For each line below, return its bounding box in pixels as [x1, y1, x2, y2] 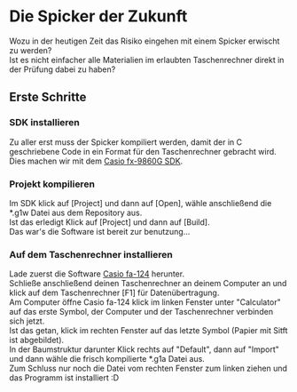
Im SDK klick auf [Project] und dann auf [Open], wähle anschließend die [9, 197, 272, 208]
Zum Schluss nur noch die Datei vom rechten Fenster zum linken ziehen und [9, 363, 288, 374]
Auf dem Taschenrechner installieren [9, 248, 173, 260]
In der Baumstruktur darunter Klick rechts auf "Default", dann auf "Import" [9, 344, 279, 355]
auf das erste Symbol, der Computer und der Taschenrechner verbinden [9, 307, 273, 317]
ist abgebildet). [9, 335, 65, 346]
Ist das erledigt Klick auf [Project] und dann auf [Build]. [9, 216, 210, 228]
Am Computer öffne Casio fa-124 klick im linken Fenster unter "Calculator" [9, 297, 281, 308]
